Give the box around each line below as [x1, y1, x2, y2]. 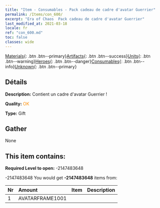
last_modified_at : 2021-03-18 [5, 21, 68, 26]
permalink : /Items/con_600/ [5, 12, 63, 17]
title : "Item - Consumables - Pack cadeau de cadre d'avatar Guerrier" [5, 7, 156, 12]
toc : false [5, 35, 28, 40]
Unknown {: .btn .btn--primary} [14, 63, 77, 69]
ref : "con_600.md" [5, 30, 43, 35]
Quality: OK [5, 101, 30, 106]
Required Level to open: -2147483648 [5, 165, 84, 171]
